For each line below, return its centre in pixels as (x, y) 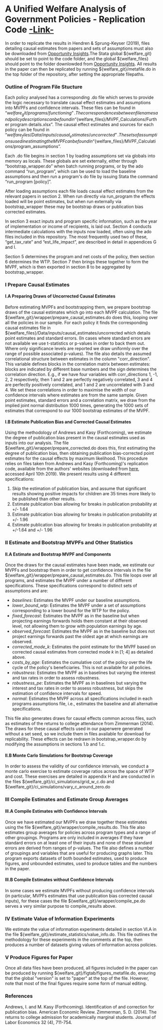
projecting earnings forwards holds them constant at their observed (80, 621)
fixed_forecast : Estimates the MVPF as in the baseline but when (76, 616)
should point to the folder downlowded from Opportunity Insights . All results (81, 64)
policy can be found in (27, 130)
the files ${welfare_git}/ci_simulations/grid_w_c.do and (60, 782)
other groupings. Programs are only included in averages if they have (74, 837)
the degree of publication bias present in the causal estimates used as (75, 438)
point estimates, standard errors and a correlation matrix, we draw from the (80, 400)
